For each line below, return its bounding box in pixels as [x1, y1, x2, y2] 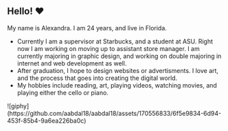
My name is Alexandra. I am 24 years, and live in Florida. [7, 23, 167, 32]
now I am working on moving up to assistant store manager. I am [16, 44, 201, 52]
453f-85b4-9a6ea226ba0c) [7, 117, 87, 125]
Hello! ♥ [7, 6, 45, 17]
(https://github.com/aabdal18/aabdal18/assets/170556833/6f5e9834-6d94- [7, 109, 222, 117]
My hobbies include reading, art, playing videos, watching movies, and [16, 81, 218, 89]
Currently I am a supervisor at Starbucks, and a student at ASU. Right [16, 37, 214, 46]
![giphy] [7, 101, 30, 110]
